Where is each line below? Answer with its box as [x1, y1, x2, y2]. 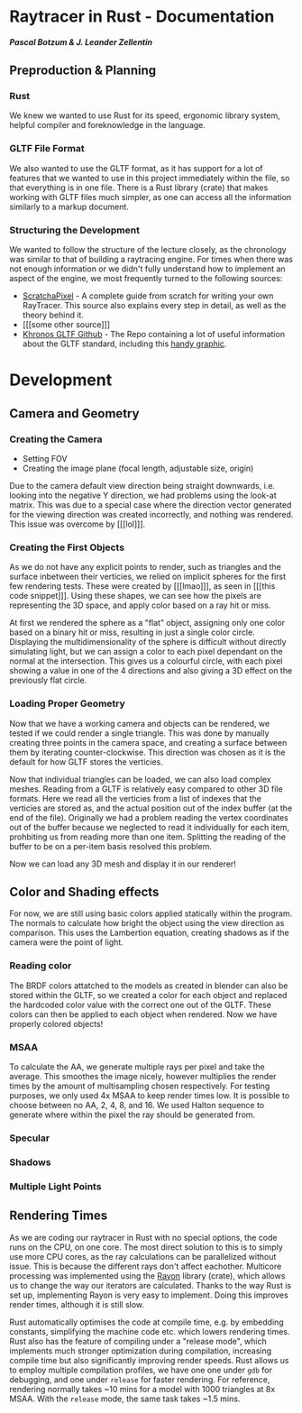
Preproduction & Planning [9, 63, 157, 78]
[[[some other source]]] [22, 319, 111, 330]
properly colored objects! [9, 1018, 104, 1029]
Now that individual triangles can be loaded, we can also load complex [9, 774, 272, 784]
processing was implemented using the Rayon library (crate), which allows [9, 1270, 286, 1281]
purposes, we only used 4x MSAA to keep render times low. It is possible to [9, 1089, 290, 1101]
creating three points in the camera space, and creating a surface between [9, 737, 288, 748]
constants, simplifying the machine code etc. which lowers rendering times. [9, 1326, 290, 1336]
